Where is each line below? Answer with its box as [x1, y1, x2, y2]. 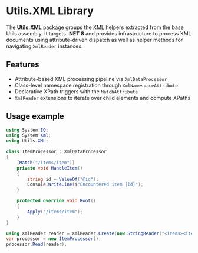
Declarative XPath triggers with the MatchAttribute [14, 87, 138, 95]
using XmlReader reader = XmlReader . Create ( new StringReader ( [6, 231, 162, 236]
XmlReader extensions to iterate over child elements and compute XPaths [14, 94, 191, 101]
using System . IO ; [6, 127, 49, 133]
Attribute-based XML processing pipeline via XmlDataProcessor [14, 75, 167, 82]
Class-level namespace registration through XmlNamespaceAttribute [14, 82, 179, 89]
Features [6, 60, 39, 70]
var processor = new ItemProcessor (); [6, 236, 101, 242]
